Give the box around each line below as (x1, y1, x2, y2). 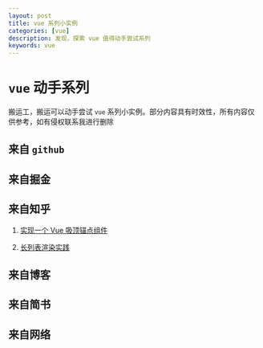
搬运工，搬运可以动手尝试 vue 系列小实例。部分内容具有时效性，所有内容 (8, 107, 249, 117)
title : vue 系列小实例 (8, 19, 79, 27)
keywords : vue (8, 42, 56, 50)
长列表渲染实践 (19, 242, 70, 252)
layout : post (8, 11, 52, 20)
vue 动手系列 (8, 79, 90, 97)
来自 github (8, 142, 65, 157)
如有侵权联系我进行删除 (35, 117, 114, 127)
